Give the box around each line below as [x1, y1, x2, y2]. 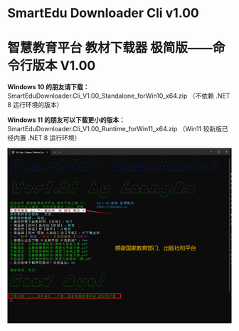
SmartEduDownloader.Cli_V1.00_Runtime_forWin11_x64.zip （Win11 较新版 [7, 125, 223, 133]
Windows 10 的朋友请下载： [7, 83, 90, 91]
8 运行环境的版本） [7, 101, 63, 109]
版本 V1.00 [32, 58, 96, 74]
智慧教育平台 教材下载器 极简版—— [7, 40, 213, 56]
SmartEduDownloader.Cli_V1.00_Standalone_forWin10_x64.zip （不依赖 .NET [7, 91, 230, 101]
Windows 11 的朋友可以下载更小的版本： [7, 116, 126, 124]
